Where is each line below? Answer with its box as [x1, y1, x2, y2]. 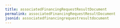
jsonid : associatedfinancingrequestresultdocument [5, 16, 109, 20]
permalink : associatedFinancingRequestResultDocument [5, 11, 116, 16]
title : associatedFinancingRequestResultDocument [5, 7, 107, 12]
